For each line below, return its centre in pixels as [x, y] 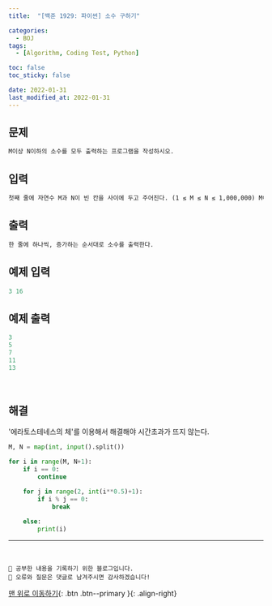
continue [52, 477]
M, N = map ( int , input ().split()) [67, 447]
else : [32, 522]
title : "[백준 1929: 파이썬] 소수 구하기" [74, 16]
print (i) [52, 529]
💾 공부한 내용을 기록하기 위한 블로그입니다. [71, 569]
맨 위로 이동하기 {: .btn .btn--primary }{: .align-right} [93, 594]
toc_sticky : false [39, 75]
